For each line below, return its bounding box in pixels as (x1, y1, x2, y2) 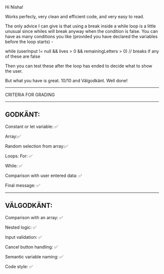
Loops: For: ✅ (5, 153, 33, 159)
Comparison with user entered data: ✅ (5, 173, 82, 178)
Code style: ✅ (5, 263, 33, 269)
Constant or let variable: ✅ (5, 124, 59, 129)
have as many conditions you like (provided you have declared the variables (5, 34, 158, 39)
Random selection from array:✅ (5, 143, 68, 149)
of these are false (5, 53, 41, 59)
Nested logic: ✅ (5, 224, 37, 230)
